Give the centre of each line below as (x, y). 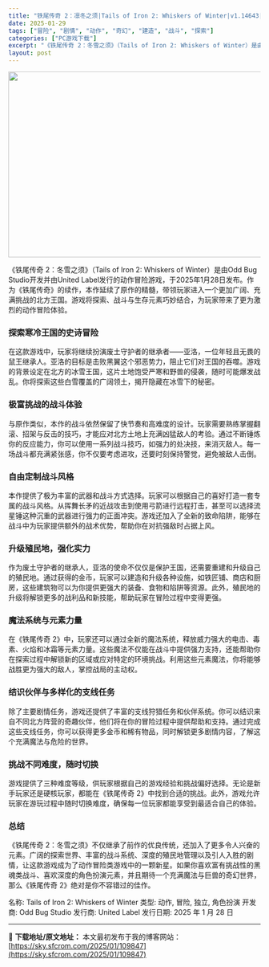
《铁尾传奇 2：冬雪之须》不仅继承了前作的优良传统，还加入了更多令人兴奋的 (134, 845)
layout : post (30, 53)
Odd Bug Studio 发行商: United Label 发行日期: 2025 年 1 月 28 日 (126, 912)
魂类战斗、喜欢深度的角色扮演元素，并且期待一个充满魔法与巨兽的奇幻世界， (134, 875)
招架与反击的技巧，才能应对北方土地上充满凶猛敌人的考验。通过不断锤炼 (141, 434)
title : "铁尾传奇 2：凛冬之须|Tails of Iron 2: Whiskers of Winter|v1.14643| (135, 16)
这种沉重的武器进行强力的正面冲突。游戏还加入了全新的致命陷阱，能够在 (141, 516)
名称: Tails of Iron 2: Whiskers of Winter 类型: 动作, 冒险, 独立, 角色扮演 (124, 902)
